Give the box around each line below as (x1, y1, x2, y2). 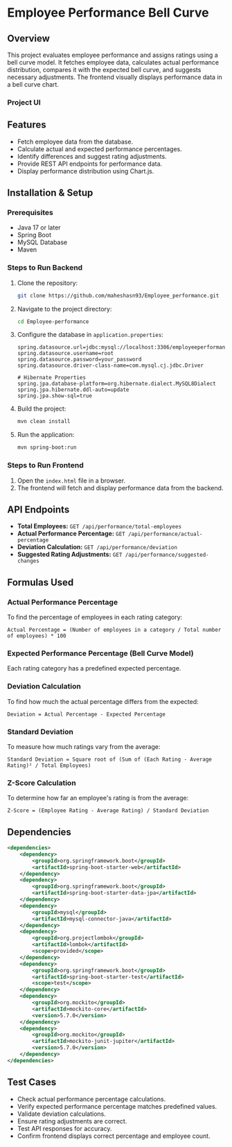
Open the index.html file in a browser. (17, 476, 126, 485)
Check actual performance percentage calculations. (17, 1094, 166, 1103)
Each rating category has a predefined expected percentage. (7, 664, 181, 673)
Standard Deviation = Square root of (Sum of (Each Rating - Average (7, 756, 213, 763)
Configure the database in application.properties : (17, 331, 164, 339)
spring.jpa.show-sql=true (17, 393, 92, 399)
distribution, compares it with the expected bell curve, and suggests (7, 66, 202, 74)
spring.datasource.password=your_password (17, 356, 142, 363)
